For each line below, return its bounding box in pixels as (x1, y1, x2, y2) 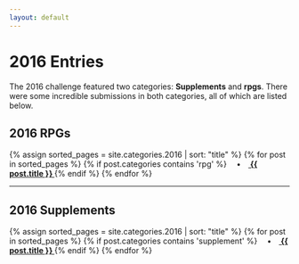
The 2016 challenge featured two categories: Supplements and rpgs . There (9, 81, 287, 92)
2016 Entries (9, 51, 104, 71)
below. (9, 100, 34, 111)
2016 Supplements (9, 202, 116, 218)
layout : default (9, 12, 69, 22)
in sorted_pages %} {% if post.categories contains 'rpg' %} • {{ (9, 159, 258, 169)
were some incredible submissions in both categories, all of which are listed (9, 90, 287, 101)
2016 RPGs (9, 126, 71, 141)
